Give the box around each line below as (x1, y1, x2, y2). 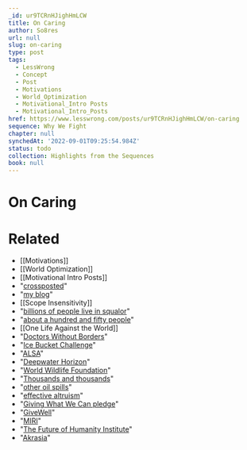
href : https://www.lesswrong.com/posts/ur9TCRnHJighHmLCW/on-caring (8, 115, 240, 123)
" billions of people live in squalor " (19, 306, 130, 316)
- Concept (15, 71, 48, 79)
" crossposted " (19, 281, 68, 290)
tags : (8, 56, 26, 64)
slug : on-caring (8, 41, 62, 49)
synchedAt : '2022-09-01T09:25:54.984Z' (8, 137, 141, 145)
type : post (8, 48, 44, 56)
